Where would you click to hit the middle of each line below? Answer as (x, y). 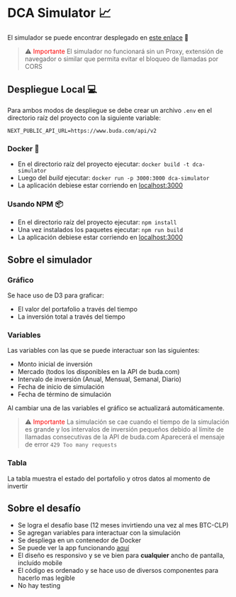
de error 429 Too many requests (71, 444)
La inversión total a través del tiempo (71, 317)
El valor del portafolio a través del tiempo (78, 310)
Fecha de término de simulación (64, 395)
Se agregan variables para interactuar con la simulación (99, 533)
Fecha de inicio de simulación (61, 387)
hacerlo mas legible (46, 578)
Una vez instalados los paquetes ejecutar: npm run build (100, 230)
